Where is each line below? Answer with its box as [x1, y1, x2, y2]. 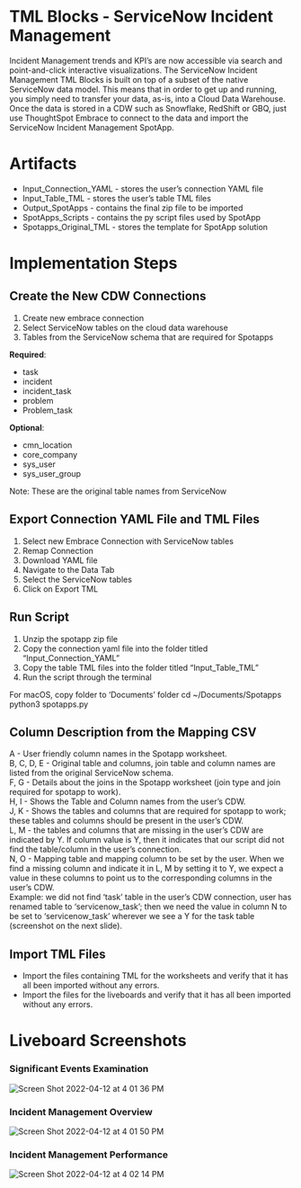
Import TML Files [9, 946, 106, 961]
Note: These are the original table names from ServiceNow [9, 486, 227, 496]
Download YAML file [22, 555, 98, 566]
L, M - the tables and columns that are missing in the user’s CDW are [9, 825, 264, 835]
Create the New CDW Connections [9, 289, 207, 304]
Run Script [9, 610, 70, 625]
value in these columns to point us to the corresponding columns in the [9, 872, 272, 883]
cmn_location [22, 439, 73, 451]
